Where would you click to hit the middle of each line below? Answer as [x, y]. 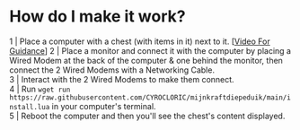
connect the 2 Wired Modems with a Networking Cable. [112, 70]
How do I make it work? [97, 17]
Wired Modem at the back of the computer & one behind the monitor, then [146, 60]
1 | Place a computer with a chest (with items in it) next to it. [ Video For [140, 41]
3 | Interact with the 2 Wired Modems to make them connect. [122, 79]
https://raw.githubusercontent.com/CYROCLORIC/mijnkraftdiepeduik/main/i [150, 97]
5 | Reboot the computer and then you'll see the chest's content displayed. [147, 116]
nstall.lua [30, 107]
